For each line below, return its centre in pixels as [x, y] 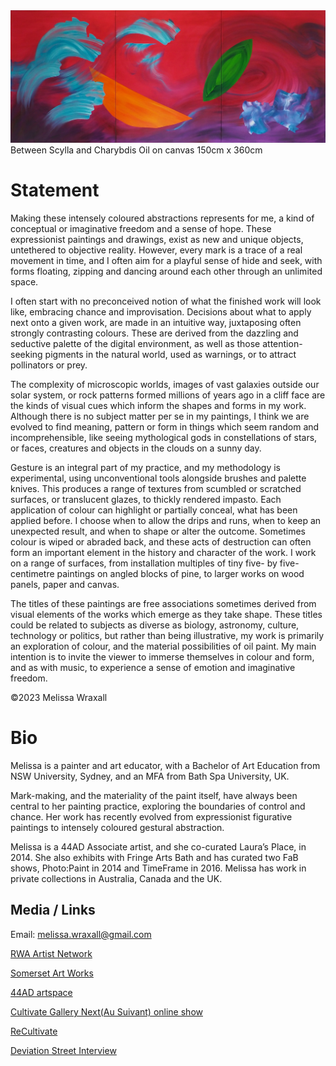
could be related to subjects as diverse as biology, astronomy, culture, [155, 625]
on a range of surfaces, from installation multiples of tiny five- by [144, 563]
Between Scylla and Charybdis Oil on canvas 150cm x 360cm [136, 150]
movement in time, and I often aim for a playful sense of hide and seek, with [166, 261]
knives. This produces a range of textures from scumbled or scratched [156, 489]
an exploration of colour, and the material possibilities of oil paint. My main [163, 646]
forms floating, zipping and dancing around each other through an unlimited [166, 271]
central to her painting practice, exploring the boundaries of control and [158, 806]
